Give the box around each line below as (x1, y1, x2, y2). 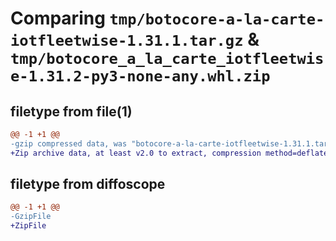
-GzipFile (10, 212, 52, 222)
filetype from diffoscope (10, 176, 166, 193)
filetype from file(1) (10, 103, 133, 120)
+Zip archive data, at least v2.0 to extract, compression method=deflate (10, 148, 329, 158)
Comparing (10, 7, 106, 30)
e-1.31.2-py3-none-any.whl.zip (10, 67, 271, 86)
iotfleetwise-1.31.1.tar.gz (10, 32, 244, 51)
